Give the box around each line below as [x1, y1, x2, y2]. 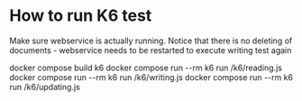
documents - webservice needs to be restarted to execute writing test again [9, 44, 292, 55]
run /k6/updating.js [9, 81, 81, 92]
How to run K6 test [9, 5, 152, 26]
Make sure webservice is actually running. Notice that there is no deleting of [9, 35, 293, 46]
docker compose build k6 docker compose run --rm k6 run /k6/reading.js [9, 62, 282, 73]
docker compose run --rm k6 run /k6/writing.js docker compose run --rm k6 [9, 71, 294, 82]
